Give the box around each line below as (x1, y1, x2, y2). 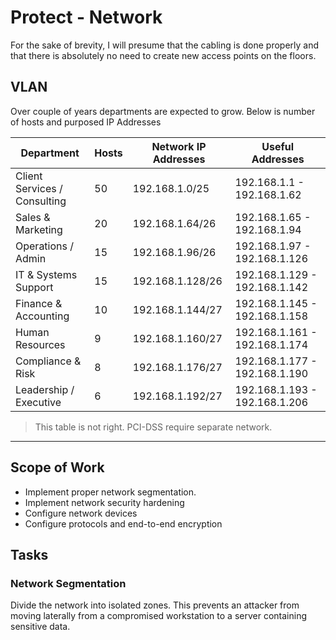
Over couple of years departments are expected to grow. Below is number (10, 105, 316, 117)
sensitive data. (10, 621, 71, 633)
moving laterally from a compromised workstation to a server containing (10, 610, 307, 622)
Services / (15, 181, 63, 195)
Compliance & (15, 354, 82, 368)
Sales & (15, 210, 51, 224)
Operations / (15, 239, 75, 253)
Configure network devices (24, 507, 138, 519)
